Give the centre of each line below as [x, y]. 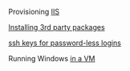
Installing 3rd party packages [57, 27]
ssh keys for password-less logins [65, 43]
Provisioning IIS [34, 12]
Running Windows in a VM [52, 58]
